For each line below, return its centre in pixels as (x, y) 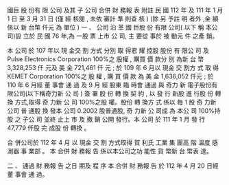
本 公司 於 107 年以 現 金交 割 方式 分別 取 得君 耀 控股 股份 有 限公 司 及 (108, 51)
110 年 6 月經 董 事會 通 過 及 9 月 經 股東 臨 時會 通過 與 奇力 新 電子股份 (109, 85)
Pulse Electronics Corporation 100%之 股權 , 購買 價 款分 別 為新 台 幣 (106, 59)
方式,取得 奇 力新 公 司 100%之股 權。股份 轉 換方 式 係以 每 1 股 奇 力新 (116, 102)
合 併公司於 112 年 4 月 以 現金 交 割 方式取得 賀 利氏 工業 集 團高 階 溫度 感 (112, 142)
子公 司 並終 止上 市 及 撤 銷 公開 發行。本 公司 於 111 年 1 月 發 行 (114, 119)
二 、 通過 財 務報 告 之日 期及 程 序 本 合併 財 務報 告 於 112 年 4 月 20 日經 (113, 166)
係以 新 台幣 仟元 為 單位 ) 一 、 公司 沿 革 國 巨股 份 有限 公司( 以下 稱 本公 (112, 27)
